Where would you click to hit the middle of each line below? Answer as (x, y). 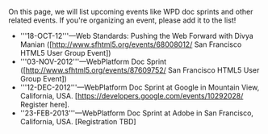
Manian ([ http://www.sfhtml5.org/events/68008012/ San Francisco (131, 44)
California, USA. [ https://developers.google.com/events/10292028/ (132, 96)
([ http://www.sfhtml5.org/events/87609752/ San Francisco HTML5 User (140, 70)
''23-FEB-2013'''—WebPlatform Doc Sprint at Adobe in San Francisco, (137, 113)
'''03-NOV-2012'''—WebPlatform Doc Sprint (93, 61)
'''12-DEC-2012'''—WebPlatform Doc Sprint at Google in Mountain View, (140, 87)
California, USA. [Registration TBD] (78, 121)
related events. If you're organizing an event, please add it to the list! (122, 20)
